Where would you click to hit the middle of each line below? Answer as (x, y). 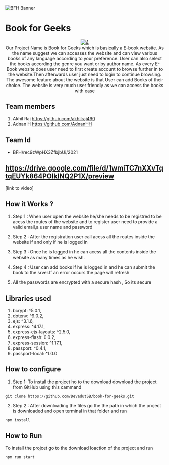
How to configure (33, 369)
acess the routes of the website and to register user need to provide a (85, 222)
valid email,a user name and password (52, 227)
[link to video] (19, 188)
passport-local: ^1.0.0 (35, 353)
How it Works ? (30, 204)
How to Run (24, 436)
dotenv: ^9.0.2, (28, 316)
